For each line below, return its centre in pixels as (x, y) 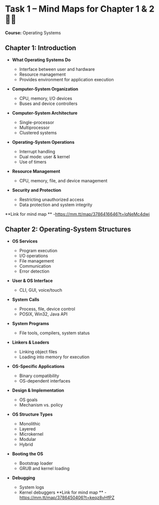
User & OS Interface (32, 280)
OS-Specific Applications (38, 366)
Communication (35, 266)
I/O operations (34, 256)
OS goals (28, 400)
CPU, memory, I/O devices (46, 98)
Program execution (38, 250)
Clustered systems (38, 133)
